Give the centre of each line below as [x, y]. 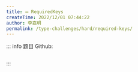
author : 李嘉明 [24, 23]
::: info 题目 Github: [30, 46]
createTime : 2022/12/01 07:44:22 [48, 17]
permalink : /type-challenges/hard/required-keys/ [70, 28]
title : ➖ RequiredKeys [35, 12]
